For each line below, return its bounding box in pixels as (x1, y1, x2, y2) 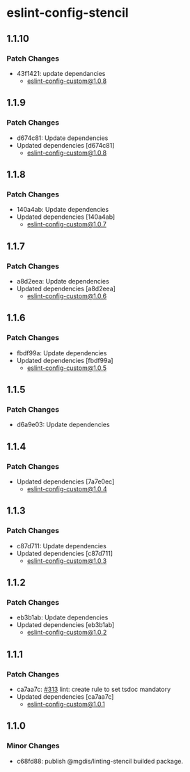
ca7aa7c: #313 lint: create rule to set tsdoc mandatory (16, 685, 171, 694)
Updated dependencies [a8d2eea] (16, 284, 116, 293)
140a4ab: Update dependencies (16, 206, 109, 214)
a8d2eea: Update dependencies (16, 277, 109, 285)
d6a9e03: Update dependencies (16, 420, 110, 429)
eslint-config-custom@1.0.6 (26, 291, 107, 300)
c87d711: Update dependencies (16, 541, 107, 550)
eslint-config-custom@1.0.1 (26, 700, 105, 709)
